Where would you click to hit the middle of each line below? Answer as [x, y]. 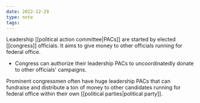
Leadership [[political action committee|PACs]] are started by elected [91, 40]
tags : [13, 22]
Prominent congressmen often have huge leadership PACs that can [88, 81]
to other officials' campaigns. [51, 70]
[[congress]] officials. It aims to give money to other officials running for [94, 46]
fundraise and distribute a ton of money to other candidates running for [93, 88]
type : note [20, 17]
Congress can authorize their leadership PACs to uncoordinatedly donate [104, 63]
